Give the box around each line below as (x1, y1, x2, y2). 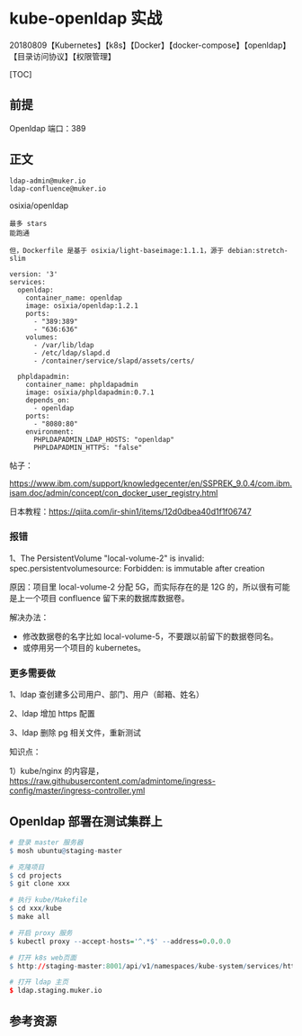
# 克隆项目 (9, 862, 45, 871)
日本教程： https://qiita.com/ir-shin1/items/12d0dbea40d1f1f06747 (9, 506, 252, 517)
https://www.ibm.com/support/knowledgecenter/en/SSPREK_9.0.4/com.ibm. (9, 478, 293, 489)
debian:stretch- (227, 246, 289, 255)
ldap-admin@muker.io (9, 176, 87, 185)
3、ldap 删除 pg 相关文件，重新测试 (9, 727, 142, 738)
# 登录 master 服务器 (9, 838, 84, 847)
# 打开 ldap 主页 (9, 977, 69, 986)
